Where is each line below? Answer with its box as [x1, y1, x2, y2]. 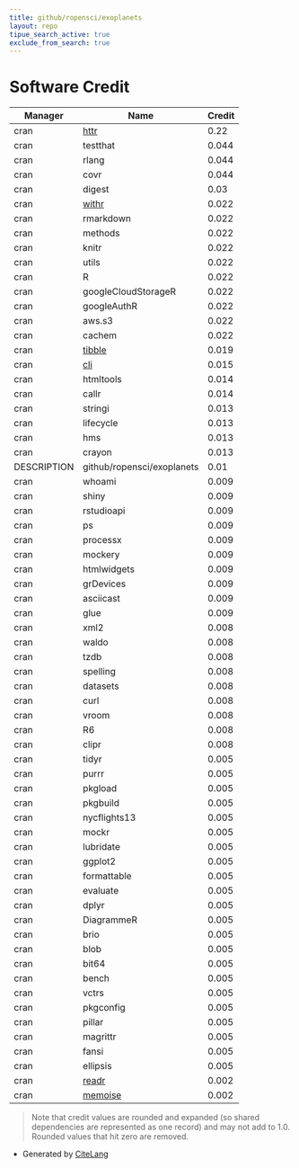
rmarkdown [82, 212, 132, 225]
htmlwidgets [82, 563, 135, 575]
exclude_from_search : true [9, 38, 110, 48]
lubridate [82, 841, 121, 853]
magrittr [82, 1030, 117, 1043]
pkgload [82, 782, 118, 795]
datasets [82, 680, 119, 692]
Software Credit [9, 77, 130, 97]
